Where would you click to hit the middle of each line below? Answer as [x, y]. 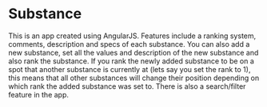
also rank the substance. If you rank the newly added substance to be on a [131, 61]
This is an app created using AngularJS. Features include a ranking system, [132, 36]
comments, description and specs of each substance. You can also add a [129, 44]
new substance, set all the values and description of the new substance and [133, 52]
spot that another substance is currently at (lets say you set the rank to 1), [130, 69]
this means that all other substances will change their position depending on [134, 78]
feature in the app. [39, 94]
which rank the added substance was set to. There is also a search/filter [127, 86]
